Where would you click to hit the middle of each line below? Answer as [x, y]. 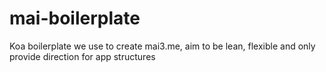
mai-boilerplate [75, 18]
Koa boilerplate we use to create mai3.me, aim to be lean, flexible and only [162, 46]
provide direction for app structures [82, 56]
